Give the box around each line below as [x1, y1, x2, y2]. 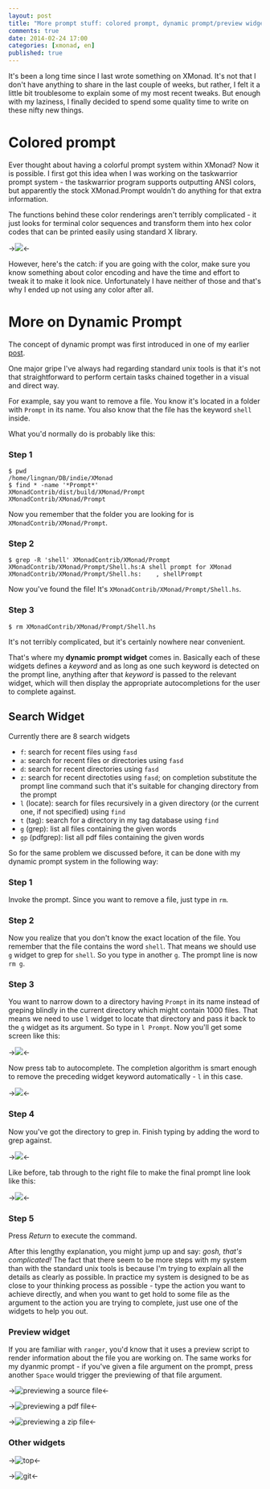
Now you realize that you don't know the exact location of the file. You [8, 933, 241, 943]
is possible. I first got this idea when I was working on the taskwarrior [8, 168, 239, 178]
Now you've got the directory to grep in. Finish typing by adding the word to [8, 1126, 260, 1136]
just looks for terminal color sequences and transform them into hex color [8, 218, 252, 228]
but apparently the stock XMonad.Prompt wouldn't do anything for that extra [8, 186, 262, 195]
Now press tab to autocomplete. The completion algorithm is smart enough [8, 1063, 257, 1073]
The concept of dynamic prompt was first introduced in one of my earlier [8, 339, 250, 349]
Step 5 [8, 1212, 35, 1224]
